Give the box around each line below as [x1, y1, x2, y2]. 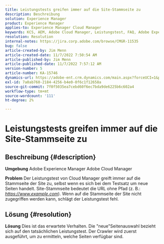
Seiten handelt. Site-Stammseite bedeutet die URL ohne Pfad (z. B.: [5, 186, 141, 192]
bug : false [5, 43, 27, 48]
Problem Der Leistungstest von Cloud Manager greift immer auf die [5, 175, 141, 181]
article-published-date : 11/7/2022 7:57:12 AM [5, 61, 102, 66]
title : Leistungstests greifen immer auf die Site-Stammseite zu [5, 7, 141, 12]
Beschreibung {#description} [5, 153, 96, 161]
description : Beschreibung [5, 12, 60, 17]
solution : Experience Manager [5, 16, 67, 21]
